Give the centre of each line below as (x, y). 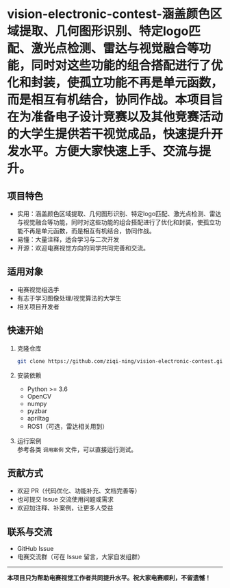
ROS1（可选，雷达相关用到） (67, 426)
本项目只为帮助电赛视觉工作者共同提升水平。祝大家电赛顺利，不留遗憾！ (109, 578)
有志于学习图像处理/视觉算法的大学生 (69, 298)
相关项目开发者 (38, 307)
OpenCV (39, 396)
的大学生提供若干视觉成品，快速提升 (109, 134)
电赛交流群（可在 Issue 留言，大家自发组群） (80, 557)
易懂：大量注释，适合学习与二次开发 (68, 239)
